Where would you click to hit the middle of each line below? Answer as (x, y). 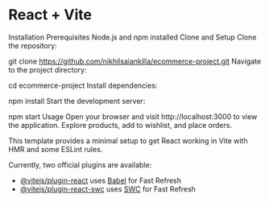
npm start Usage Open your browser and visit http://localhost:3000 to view (133, 116)
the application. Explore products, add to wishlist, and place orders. (120, 125)
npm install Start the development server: (77, 101)
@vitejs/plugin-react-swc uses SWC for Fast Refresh (108, 189)
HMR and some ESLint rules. (56, 149)
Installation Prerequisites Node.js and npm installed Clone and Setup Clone (132, 37)
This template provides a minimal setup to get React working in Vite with (128, 140)
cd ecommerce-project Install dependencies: (83, 85)
